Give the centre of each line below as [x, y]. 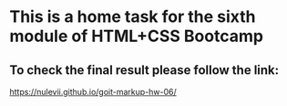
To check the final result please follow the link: [144, 70]
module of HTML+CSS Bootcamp [137, 36]
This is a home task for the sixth [133, 17]
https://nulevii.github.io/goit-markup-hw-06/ [93, 92]
